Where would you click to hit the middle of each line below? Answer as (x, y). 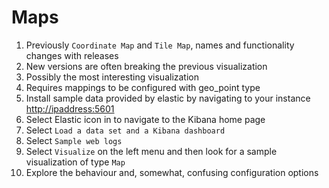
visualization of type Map (75, 162)
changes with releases (72, 55)
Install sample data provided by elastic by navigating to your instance (168, 98)
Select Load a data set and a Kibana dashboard (125, 130)
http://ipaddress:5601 (70, 108)
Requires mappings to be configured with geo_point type (143, 87)
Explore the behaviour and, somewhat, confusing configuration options (172, 172)
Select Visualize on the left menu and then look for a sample (151, 151)
